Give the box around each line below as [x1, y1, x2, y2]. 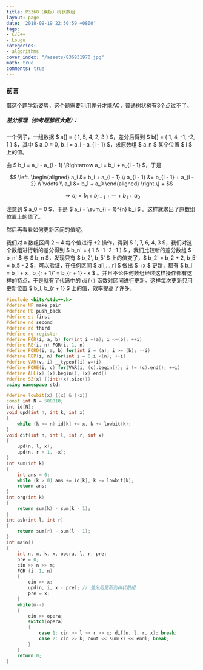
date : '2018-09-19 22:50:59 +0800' [6, 20, 96, 26]
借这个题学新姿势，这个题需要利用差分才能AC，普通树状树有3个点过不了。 [6, 102, 193, 109]
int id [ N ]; [6, 404, 34, 410]
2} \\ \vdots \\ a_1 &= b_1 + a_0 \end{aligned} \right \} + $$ [30, 180, 174, 187]
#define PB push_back [6, 308, 61, 314]
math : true [6, 60, 34, 66]
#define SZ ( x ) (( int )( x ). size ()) [6, 376, 91, 382]
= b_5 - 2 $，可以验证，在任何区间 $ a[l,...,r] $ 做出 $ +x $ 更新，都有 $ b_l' [6, 262, 194, 269]
